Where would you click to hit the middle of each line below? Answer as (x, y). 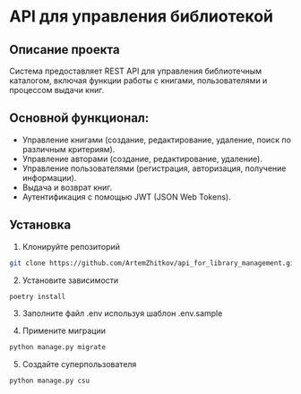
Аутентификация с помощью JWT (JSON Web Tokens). (126, 197)
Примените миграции (64, 331)
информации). (49, 177)
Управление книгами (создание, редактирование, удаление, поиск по (156, 140)
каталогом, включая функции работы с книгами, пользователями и (138, 81)
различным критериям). (69, 149)
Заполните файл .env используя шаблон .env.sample (122, 313)
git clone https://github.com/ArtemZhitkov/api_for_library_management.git (154, 263)
